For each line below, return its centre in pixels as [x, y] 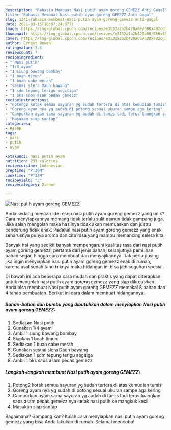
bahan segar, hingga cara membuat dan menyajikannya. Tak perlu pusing [82, 256]
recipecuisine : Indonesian [34, 166]
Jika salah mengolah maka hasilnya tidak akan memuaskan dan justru [78, 224]
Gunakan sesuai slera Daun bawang [50, 350]
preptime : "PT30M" [25, 170]
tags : [11, 133]
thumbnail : [17, 34]
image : [12, 29]
